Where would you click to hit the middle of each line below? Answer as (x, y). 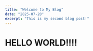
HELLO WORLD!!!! (41, 42)
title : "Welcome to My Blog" (34, 9)
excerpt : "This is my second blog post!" (47, 18)
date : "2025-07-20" (25, 14)
